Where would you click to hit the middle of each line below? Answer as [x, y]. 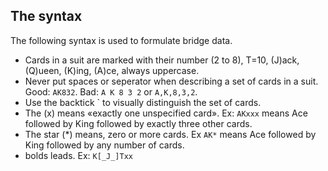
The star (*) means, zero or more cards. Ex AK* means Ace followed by [170, 134]
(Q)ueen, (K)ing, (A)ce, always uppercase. [112, 70]
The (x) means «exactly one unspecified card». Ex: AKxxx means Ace [166, 113]
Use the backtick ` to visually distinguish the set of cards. [143, 102]
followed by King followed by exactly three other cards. [138, 123]
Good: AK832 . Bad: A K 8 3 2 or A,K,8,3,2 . [111, 91]
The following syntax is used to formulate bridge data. [121, 40]
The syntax [46, 16]
